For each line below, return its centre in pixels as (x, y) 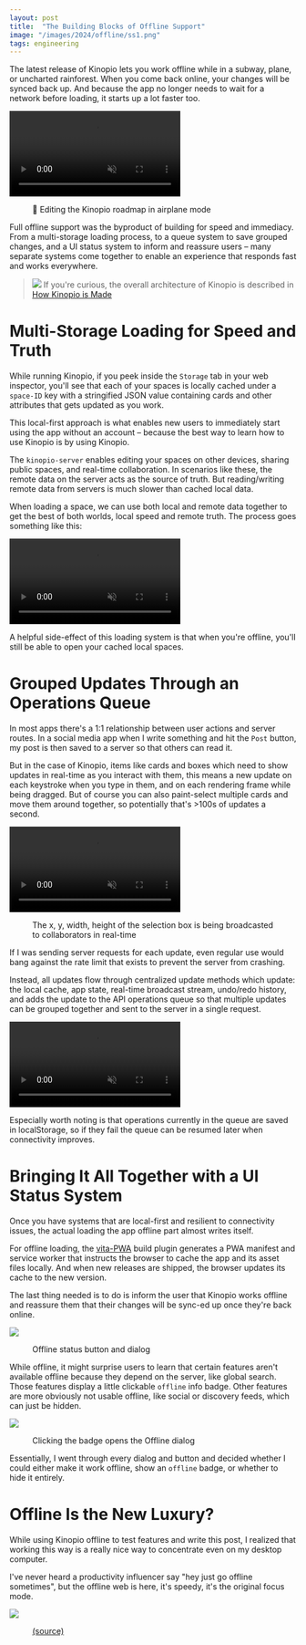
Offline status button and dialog (92, 1349)
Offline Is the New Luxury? (112, 1515)
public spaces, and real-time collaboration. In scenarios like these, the (141, 470)
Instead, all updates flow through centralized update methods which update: (153, 980)
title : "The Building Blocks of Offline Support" (107, 26)
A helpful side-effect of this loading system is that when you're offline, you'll (153, 637)
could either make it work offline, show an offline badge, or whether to (144, 1468)
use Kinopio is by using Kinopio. (70, 442)
